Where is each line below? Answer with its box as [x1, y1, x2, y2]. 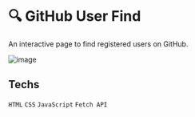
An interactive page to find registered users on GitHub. [8, 38, 189, 49]
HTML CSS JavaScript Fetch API [8, 100, 108, 109]
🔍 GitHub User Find [8, 7, 141, 26]
